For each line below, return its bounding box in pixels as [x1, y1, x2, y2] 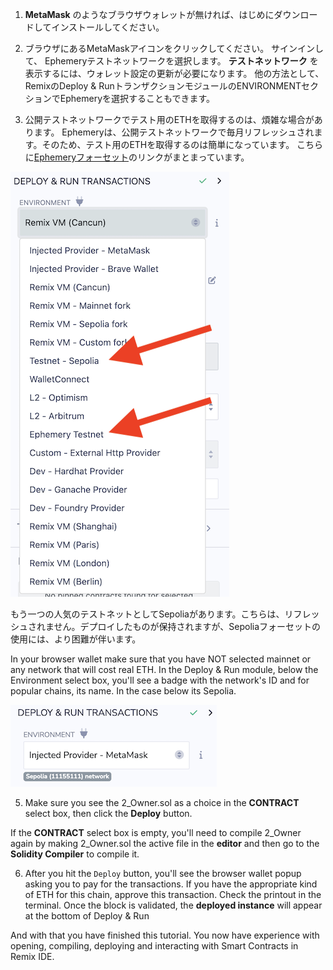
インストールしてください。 [51, 21, 165, 33]
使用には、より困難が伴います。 [10, 633, 142, 645]
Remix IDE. [10, 951, 55, 962]
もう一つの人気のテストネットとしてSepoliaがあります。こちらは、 [10, 608, 285, 620]
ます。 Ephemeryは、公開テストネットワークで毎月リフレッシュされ [33, 126, 315, 138]
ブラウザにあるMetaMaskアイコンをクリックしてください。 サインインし [24, 43, 325, 54]
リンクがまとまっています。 [137, 151, 250, 163]
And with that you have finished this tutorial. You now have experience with [10, 929, 320, 941]
